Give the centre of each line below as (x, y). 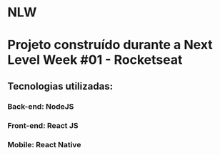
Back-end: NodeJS (41, 106)
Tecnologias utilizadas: (60, 86)
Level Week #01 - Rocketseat (95, 60)
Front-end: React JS (43, 125)
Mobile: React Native (44, 144)
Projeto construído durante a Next (110, 45)
